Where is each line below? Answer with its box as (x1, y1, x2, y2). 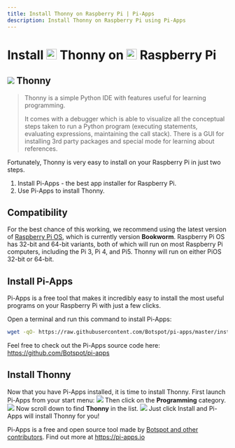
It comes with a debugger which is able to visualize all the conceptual (24, 114, 225, 123)
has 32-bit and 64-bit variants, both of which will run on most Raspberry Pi (7, 240, 223, 249)
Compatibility (7, 206, 68, 218)
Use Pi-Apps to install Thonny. (17, 186, 105, 195)
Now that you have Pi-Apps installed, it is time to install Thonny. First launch (7, 387, 226, 396)
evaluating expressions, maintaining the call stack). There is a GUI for (24, 129, 225, 137)
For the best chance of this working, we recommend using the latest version (7, 225, 227, 233)
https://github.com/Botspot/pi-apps (7, 348, 110, 357)
